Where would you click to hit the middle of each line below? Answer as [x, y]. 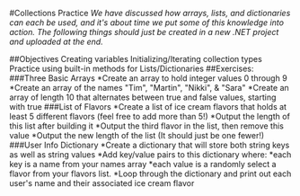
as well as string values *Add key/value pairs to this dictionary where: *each [150, 155]
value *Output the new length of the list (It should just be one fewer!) [137, 135]
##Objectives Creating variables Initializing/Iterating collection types [136, 59]
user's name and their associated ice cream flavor [102, 183]
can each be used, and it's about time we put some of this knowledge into [147, 22]
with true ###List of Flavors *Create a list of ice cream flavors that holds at [148, 107]
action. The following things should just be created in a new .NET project [144, 32]
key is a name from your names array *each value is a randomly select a [143, 164]
